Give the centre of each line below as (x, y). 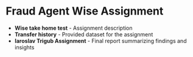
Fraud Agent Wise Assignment (85, 11)
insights (24, 47)
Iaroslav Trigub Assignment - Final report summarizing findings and (100, 41)
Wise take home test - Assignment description (73, 28)
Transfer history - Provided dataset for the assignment (84, 34)
